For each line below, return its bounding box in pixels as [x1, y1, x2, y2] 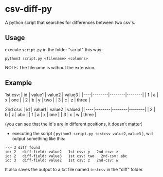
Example [5, 79, 32, 87]
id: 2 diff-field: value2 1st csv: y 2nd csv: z [5, 149, 119, 154]
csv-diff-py [5, 3, 52, 15]
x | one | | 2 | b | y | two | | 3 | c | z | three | [5, 97, 90, 103]
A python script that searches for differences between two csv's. [5, 20, 135, 25]
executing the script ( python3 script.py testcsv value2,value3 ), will [12, 130, 153, 136]
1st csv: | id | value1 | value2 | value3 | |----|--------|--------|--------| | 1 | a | [5, 92, 159, 98]
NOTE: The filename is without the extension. [5, 64, 96, 70]
